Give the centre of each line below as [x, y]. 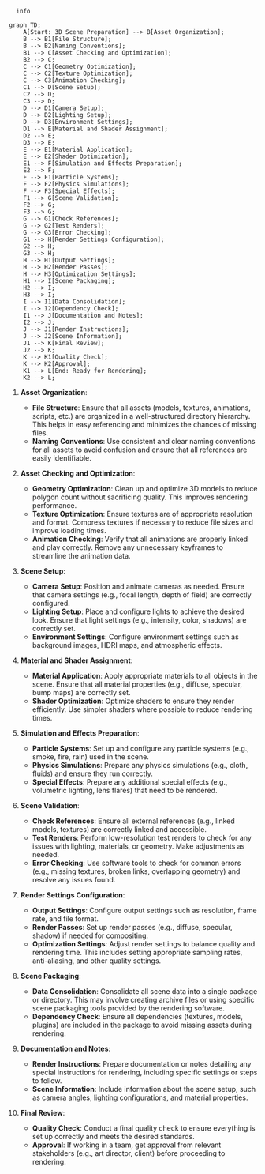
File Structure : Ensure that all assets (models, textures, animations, [141, 408]
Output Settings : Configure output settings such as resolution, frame [144, 910]
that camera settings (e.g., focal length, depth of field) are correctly [142, 595]
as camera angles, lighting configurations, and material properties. [140, 1097]
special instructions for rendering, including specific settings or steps [145, 1072]
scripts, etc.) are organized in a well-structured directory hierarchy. [141, 416]
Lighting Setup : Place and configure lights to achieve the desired [138, 611]
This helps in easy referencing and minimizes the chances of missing [144, 424]
